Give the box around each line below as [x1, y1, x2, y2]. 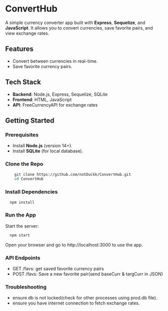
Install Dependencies [5, 188, 58, 195]
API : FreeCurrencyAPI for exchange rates [12, 102, 98, 108]
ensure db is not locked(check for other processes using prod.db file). [12, 295, 157, 301]
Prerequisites [5, 131, 39, 138]
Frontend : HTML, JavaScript [12, 96, 72, 103]
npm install [10, 200, 35, 205]
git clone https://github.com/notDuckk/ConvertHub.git [14, 172, 131, 177]
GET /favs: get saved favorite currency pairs [12, 265, 104, 271]
